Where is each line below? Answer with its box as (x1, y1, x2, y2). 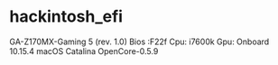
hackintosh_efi (9, 6, 124, 27)
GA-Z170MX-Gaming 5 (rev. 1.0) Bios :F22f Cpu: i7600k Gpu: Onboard (9, 36, 270, 47)
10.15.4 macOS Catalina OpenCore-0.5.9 (9, 45, 159, 56)
